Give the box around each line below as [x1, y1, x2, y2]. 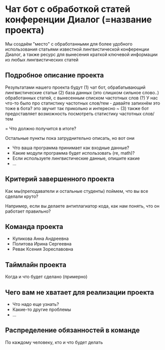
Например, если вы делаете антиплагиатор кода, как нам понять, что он [5, 203, 160, 209]
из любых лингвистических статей [5, 57, 79, 62]
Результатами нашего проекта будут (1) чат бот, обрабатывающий [5, 84, 146, 90]
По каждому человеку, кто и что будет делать [5, 339, 103, 345]
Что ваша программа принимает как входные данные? [12, 145, 130, 151]
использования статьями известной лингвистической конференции [5, 46, 150, 52]
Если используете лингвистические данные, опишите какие [12, 155, 140, 161]
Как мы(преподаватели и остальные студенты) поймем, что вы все [5, 188, 149, 194]
